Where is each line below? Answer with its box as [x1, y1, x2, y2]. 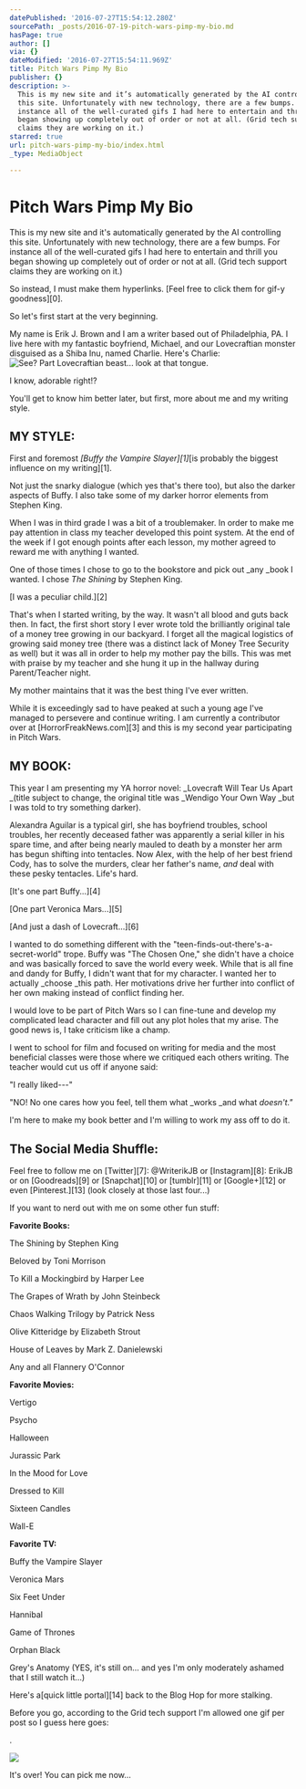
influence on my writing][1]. [9, 463, 112, 474]
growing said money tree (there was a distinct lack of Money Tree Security [9, 638, 290, 649]
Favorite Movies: [9, 1379, 75, 1390]
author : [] [9, 38, 51, 48]
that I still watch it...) [9, 1672, 86, 1682]
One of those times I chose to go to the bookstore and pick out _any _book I [9, 564, 293, 575]
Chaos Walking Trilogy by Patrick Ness [9, 1309, 155, 1319]
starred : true [9, 132, 64, 141]
